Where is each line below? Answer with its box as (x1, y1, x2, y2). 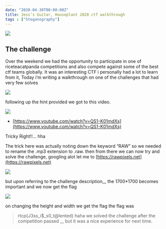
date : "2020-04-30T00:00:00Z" (5, 7, 69, 13)
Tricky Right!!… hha (5, 133, 45, 139)
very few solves (5, 80, 38, 86)
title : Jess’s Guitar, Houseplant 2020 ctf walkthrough (5, 12, 125, 17)
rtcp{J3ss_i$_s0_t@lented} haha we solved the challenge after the (17, 213, 155, 219)
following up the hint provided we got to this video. (5, 99, 111, 105)
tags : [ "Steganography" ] (5, 17, 60, 22)
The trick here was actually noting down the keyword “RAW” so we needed (5, 143, 161, 149)
